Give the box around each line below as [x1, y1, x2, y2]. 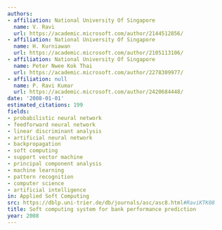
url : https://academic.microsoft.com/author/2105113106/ [13, 50, 184, 57]
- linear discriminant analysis [7, 128, 102, 135]
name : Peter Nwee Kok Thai [13, 62, 93, 69]
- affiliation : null [7, 75, 68, 83]
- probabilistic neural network [7, 114, 102, 121]
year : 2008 [7, 212, 39, 219]
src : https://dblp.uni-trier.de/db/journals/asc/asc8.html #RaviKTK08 [7, 199, 216, 207]
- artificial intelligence [7, 187, 86, 194]
